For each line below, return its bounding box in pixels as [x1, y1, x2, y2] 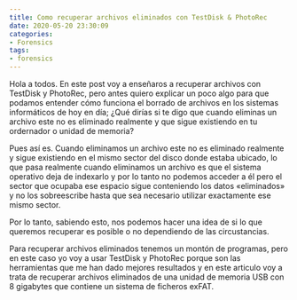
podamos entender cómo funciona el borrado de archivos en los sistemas [9, 98, 279, 107]
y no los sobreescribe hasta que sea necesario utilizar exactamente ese [9, 190, 272, 201]
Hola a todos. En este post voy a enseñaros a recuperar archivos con [9, 79, 262, 89]
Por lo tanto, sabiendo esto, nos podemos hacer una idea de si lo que [9, 217, 263, 227]
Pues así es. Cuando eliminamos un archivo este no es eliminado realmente [9, 143, 285, 154]
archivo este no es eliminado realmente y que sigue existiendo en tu [9, 116, 258, 127]
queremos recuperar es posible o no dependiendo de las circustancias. [9, 226, 270, 236]
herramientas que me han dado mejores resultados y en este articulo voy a [9, 263, 283, 272]
